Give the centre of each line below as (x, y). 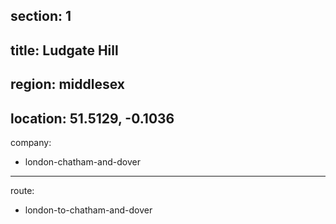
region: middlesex (68, 84)
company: (31, 142)
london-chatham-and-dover (82, 161)
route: (22, 190)
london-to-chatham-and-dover (88, 210)
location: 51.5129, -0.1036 (92, 118)
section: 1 (41, 16)
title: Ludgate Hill (64, 50)
